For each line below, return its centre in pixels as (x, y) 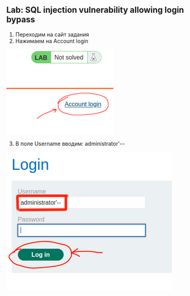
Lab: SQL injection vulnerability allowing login (95, 10)
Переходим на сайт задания (52, 34)
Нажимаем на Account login (52, 41)
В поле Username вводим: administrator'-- (70, 143)
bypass (21, 20)
